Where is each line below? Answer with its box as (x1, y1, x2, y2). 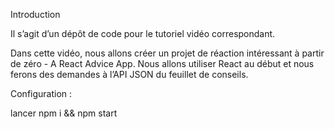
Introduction (10, 9, 61, 20)
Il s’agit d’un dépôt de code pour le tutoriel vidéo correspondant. (10, 28, 276, 39)
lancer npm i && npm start (10, 107, 118, 119)
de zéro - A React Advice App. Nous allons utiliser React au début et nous (10, 58, 315, 69)
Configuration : (10, 88, 73, 99)
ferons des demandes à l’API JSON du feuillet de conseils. (10, 69, 249, 80)
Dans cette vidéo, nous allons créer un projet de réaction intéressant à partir (10, 47, 325, 59)
